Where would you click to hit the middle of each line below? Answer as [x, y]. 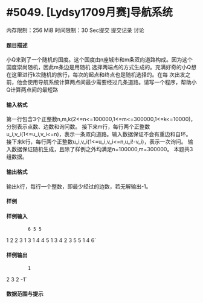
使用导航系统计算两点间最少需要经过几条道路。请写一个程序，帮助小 [112, 83]
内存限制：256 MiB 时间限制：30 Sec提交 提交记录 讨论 [76, 30]
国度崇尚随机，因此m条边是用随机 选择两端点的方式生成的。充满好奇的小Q [99, 67]
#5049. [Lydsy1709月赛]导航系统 [90, 12]
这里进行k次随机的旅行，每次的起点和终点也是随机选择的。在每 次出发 [98, 75]
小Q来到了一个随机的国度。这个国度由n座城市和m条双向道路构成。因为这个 [100, 60]
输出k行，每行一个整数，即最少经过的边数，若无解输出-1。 [79, 186]
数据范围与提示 [25, 294]
